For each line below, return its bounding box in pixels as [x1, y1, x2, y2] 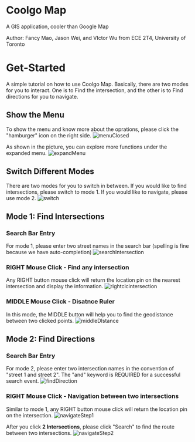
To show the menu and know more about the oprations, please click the [6, 126, 179, 133]
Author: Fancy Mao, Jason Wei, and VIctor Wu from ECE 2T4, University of [6, 34, 186, 41]
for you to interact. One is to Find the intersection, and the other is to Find [6, 86, 183, 94]
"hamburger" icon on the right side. [6, 131, 92, 139]
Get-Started [6, 61, 66, 75]
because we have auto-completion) [6, 249, 92, 256]
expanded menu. [6, 149, 47, 156]
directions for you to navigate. [6, 93, 78, 100]
